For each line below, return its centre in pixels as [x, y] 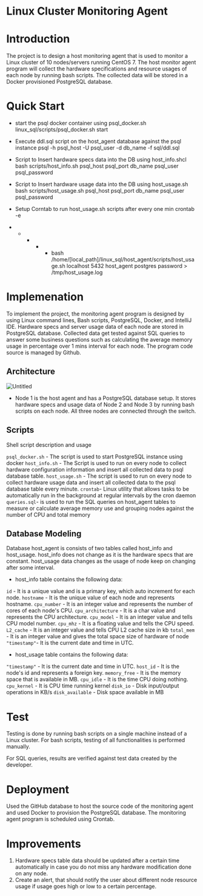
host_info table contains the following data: [69, 579]
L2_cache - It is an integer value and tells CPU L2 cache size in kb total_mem [101, 630]
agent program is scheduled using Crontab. [61, 819]
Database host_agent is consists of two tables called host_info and [89, 548]
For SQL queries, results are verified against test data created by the [92, 759]
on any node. [32, 874]
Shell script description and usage [49, 444]
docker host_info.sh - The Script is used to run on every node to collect [96, 463]
